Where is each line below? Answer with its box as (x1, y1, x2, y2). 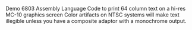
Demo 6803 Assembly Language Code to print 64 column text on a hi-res (5, 5, 186, 12)
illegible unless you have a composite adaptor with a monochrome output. (5, 18, 187, 24)
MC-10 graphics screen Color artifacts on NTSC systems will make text (5, 11, 180, 18)
